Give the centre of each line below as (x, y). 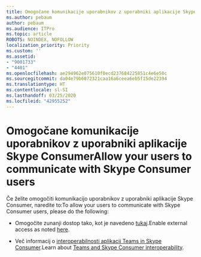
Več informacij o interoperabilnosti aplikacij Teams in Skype (88, 241)
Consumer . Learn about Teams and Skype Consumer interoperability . (99, 247)
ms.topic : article (29, 34)
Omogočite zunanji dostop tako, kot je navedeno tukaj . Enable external (101, 223)
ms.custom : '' (24, 51)
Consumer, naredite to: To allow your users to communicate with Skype (93, 205)
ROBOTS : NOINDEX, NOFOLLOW (40, 40)
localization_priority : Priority (48, 46)
